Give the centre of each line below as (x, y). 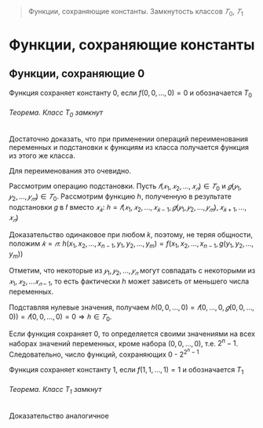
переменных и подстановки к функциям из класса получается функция (129, 147)
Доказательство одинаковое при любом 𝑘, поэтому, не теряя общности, (131, 234)
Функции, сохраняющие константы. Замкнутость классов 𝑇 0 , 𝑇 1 (136, 13)
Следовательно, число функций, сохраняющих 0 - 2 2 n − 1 (104, 353)
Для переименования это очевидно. (70, 170)
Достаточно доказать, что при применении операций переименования (129, 139)
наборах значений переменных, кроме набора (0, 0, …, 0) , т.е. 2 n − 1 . (124, 342)
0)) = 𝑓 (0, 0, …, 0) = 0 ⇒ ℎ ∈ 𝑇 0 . (60, 317)
